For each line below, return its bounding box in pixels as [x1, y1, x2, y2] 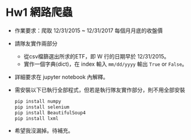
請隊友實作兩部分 [14, 40, 58, 47]
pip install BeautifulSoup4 [14, 110, 86, 116]
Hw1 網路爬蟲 [5, 5, 73, 19]
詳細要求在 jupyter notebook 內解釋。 [14, 73, 109, 80]
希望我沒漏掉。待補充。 [14, 127, 74, 135]
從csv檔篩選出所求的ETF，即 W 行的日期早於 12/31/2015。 [23, 52, 170, 60]
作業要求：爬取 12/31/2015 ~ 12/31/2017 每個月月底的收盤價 [14, 27, 163, 34]
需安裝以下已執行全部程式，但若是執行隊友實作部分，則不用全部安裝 [14, 86, 186, 93]
